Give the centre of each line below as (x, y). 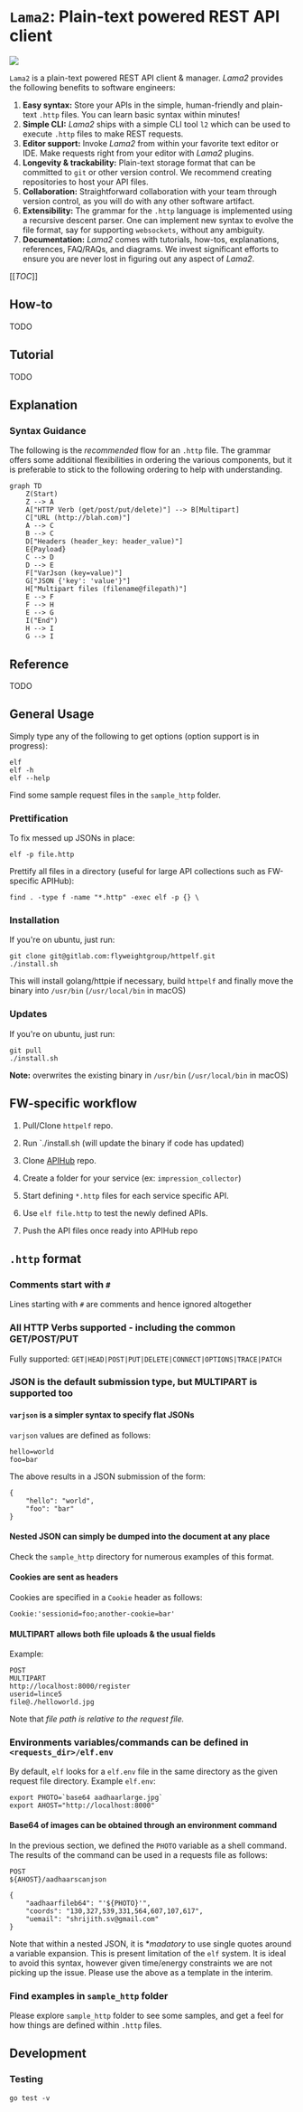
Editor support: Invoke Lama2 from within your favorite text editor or (151, 143)
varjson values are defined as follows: (80, 1435)
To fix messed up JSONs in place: (72, 838)
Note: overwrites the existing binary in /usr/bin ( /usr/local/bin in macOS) (149, 1075)
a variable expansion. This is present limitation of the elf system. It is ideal (148, 1953)
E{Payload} (46, 550)
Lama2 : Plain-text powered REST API (145, 17)
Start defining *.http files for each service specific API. (125, 1195)
